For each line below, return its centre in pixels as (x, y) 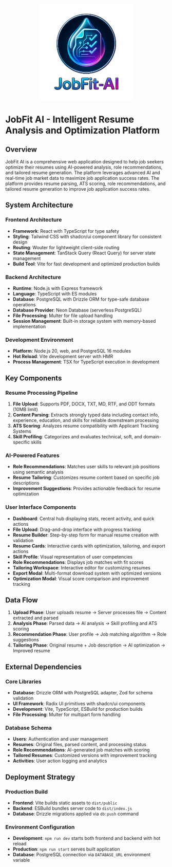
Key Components (34, 378)
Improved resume (31, 651)
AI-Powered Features (33, 455)
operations (24, 304)
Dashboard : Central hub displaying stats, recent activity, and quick (83, 519)
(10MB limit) (25, 409)
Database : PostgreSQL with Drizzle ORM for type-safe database (81, 299)
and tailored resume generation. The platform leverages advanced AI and (83, 173)
